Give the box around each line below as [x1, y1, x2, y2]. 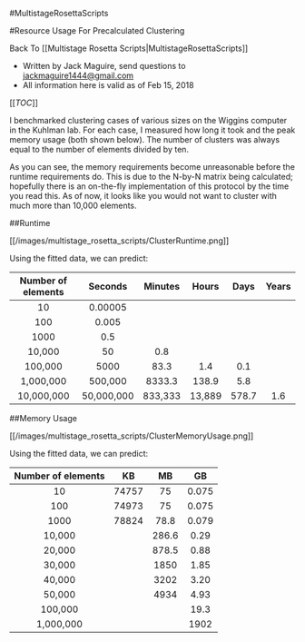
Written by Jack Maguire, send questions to [22, 61, 186, 71]
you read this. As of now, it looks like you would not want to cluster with [9, 191, 277, 201]
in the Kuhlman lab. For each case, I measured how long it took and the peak [9, 124, 296, 135]
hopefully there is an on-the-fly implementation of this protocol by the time [9, 181, 290, 192]
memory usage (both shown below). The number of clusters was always [9, 134, 280, 144]
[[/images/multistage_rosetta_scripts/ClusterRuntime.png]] [9, 235, 230, 246]
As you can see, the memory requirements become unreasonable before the [9, 162, 295, 172]
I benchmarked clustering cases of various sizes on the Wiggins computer [9, 115, 288, 125]
